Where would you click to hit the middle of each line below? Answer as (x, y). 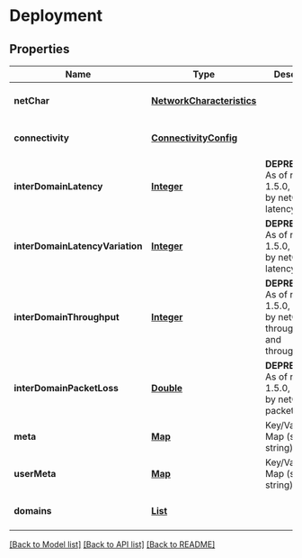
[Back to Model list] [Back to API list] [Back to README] (112, 544)
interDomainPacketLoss (66, 388)
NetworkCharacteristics (204, 101)
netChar (31, 101)
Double (167, 388)
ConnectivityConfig (195, 138)
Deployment (56, 16)
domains (33, 511)
